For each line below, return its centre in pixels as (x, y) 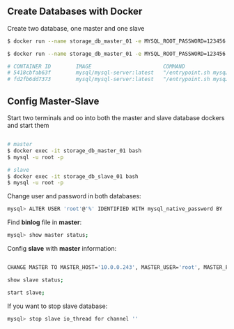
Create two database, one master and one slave (76, 28)
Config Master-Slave (53, 101)
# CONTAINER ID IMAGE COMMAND (96, 66)
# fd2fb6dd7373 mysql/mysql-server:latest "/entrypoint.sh (109, 80)
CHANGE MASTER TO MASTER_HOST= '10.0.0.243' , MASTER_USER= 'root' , (104, 268)
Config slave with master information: (62, 248)
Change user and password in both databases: (74, 196)
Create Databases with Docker (75, 12)
